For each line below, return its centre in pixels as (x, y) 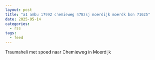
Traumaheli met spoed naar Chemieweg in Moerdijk (58, 52)
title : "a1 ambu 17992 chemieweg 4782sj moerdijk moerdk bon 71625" (78, 14)
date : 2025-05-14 (23, 19)
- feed (16, 38)
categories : (17, 24)
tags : (11, 33)
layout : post (19, 10)
